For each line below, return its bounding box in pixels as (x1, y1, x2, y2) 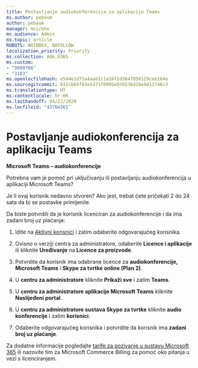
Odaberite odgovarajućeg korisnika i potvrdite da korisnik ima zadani (14, 324, 187, 331)
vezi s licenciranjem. (6, 355, 57, 362)
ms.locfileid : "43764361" (6, 104, 71, 110)
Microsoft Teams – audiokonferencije (6, 163, 101, 170)
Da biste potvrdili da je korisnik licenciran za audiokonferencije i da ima (6, 210, 182, 217)
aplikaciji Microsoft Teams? (6, 181, 74, 188)
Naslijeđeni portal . (14, 295, 62, 302)
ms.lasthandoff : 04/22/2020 (6, 98, 77, 104)
